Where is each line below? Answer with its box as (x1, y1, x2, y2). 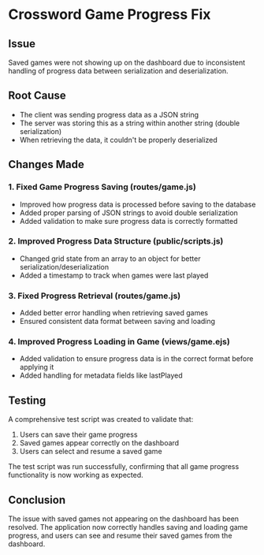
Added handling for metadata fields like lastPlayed (19, 371, 183, 380)
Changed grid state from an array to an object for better (19, 254, 201, 263)
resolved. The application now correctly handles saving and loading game (8, 523, 248, 532)
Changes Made (8, 158, 84, 171)
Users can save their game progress (19, 430, 138, 439)
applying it (19, 363, 54, 372)
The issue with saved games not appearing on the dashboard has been (8, 514, 239, 523)
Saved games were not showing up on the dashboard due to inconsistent (8, 58, 246, 67)
